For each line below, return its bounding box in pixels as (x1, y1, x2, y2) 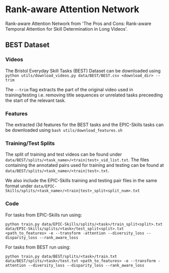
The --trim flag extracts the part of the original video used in (5, 86, 133, 92)
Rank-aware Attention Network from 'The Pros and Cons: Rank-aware (5, 20, 152, 27)
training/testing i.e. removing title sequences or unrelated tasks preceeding (5, 92, 163, 98)
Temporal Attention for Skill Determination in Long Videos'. (5, 26, 128, 32)
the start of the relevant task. (5, 97, 66, 103)
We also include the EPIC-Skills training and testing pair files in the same (5, 178, 157, 184)
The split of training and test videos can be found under (5, 152, 122, 158)
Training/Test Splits (5, 139, 55, 146)
